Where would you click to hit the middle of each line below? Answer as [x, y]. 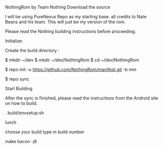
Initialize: [14, 41]
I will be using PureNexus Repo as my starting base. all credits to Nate [76, 16]
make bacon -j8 [21, 141]
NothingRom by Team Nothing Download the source [58, 7]
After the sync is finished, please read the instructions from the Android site [82, 98]
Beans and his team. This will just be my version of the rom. [65, 22]
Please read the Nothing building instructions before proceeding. [71, 31]
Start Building [19, 89]
